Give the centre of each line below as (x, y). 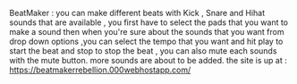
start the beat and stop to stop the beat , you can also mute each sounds (143, 51)
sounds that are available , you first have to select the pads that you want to (149, 22)
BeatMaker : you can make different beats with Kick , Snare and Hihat (137, 13)
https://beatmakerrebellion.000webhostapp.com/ (100, 70)
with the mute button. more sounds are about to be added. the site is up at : (148, 60)
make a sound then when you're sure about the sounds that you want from (147, 32)
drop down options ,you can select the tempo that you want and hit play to (146, 41)
